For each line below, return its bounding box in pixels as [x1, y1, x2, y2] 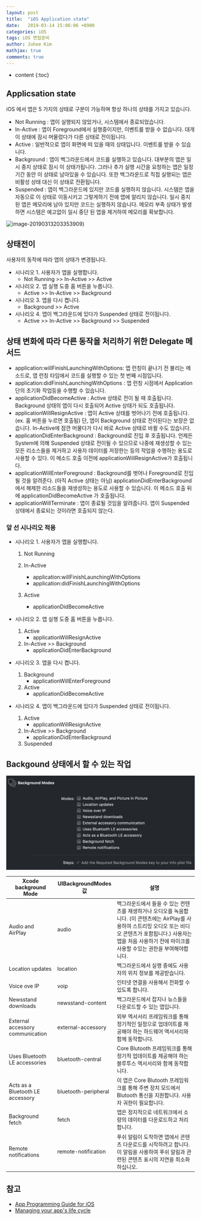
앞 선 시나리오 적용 [6, 524, 56, 532]
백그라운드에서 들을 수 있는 [116, 899, 179, 907]
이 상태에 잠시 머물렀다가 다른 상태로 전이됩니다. [14, 133, 127, 140]
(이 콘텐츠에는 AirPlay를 [129, 914, 185, 922]
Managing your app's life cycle [14, 1207, 91, 1214]
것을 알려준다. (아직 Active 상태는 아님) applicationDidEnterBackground [21, 477, 193, 485]
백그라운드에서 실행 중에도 [116, 961, 178, 969]
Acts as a [8, 1081, 32, 1089]
